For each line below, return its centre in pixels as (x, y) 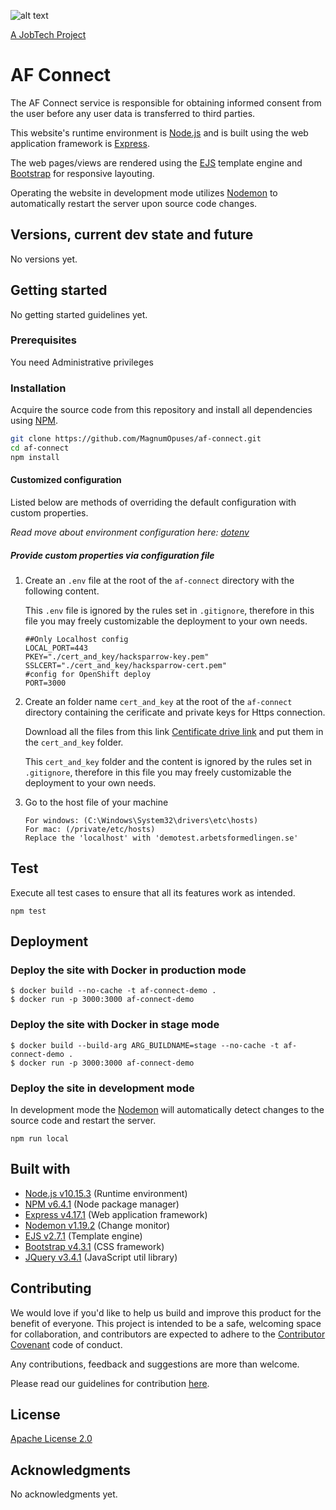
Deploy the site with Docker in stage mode (115, 1025)
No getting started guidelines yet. (79, 314)
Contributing (51, 1288)
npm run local (40, 1139)
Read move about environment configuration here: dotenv (130, 532)
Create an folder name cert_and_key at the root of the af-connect (158, 701)
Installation (38, 388)
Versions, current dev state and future (132, 235)
